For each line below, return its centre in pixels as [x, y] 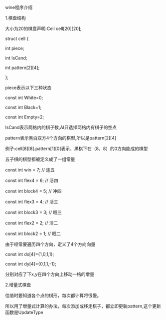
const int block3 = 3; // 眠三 [34, 212]
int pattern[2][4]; [22, 67]
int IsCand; [16, 58]
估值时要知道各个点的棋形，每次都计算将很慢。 [53, 295]
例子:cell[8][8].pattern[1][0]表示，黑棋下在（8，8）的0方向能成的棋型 [77, 148]
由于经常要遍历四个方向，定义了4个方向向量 [50, 244]
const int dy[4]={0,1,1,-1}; [31, 264]
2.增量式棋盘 [18, 285]
